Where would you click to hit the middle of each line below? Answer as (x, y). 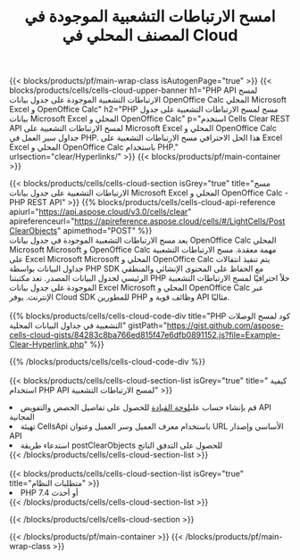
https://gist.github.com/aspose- (225, 325)
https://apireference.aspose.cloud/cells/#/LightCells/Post (180, 221)
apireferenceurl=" (42, 221)
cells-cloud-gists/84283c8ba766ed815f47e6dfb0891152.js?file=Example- (145, 335)
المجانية (22, 417)
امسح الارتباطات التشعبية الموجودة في (150, 16)
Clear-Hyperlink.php (47, 344)
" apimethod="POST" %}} (104, 231)
